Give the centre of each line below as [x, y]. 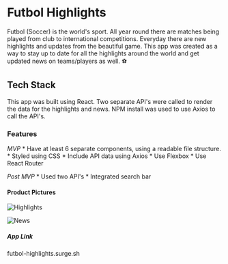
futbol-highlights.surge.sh [44, 254]
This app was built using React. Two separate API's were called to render [110, 101]
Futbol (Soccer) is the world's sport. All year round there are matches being [113, 31]
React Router [25, 163]
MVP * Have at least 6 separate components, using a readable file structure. [114, 149]
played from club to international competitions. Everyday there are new [107, 38]
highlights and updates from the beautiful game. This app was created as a [113, 46]
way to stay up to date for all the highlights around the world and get [103, 53]
